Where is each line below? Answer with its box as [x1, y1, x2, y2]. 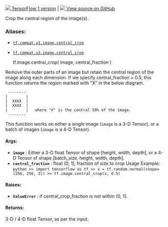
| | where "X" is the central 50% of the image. [5, 107, 131, 113]
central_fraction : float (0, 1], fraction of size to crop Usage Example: [12, 160, 160, 166]
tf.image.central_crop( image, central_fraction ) [12, 59, 111, 66]
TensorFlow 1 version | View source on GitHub [11, 6, 115, 11]
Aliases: [5, 28, 27, 35]
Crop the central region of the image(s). [5, 15, 89, 21]
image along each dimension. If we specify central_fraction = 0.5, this [5, 74, 152, 81]
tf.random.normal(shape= [106, 166, 159, 172]
